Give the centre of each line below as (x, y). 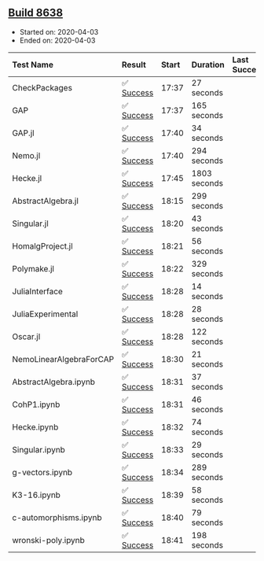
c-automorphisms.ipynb (57, 517)
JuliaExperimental (45, 314)
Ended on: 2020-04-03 (57, 40)
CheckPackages (42, 87)
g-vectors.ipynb (42, 472)
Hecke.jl (27, 178)
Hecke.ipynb (35, 426)
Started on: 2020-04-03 (59, 31)
